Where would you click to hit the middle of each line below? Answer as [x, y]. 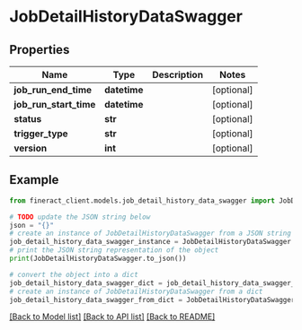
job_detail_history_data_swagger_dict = [86, 283]
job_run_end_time [53, 90]
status [28, 119]
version [31, 148]
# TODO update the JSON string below [80, 217]
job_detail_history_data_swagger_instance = [94, 242]
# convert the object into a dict [74, 274]
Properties [40, 50]
